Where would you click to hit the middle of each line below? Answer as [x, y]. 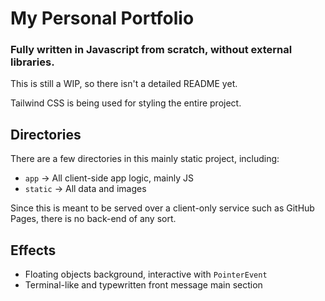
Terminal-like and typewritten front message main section [143, 285]
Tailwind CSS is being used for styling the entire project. [126, 103]
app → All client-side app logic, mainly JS [109, 178]
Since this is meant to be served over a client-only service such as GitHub [162, 208]
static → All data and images [85, 189]
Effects [33, 250]
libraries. [32, 62]
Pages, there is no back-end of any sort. [93, 219]
